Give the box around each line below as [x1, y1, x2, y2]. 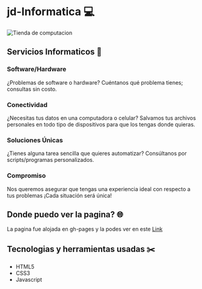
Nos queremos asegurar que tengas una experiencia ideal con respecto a [7, 185, 190, 192]
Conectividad [7, 100, 48, 109]
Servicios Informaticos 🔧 [7, 47, 103, 57]
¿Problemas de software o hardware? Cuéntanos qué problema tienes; [7, 78, 183, 86]
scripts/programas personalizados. [7, 156, 95, 164]
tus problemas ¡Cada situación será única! [7, 192, 112, 199]
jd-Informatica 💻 [7, 5, 95, 19]
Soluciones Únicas [7, 136, 63, 144]
